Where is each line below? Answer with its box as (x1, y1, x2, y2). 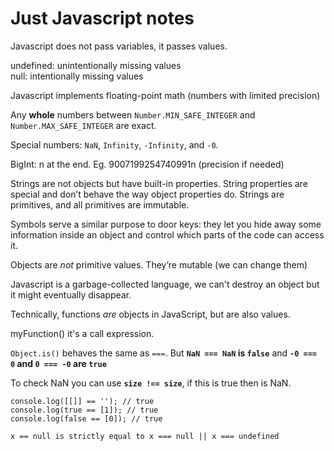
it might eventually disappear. (10, 288, 132, 301)
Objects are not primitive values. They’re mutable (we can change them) (10, 258, 308, 271)
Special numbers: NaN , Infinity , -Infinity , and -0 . (10, 138, 219, 151)
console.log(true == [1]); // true (10, 405, 159, 415)
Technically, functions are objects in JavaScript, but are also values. (10, 308, 291, 320)
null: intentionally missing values (10, 70, 144, 82)
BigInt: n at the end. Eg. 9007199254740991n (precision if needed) (10, 158, 285, 170)
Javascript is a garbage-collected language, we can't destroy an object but (10, 278, 320, 290)
